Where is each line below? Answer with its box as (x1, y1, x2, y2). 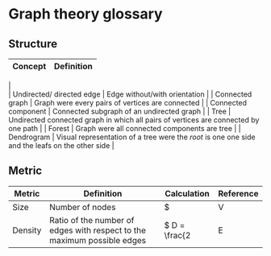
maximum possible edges (49, 234, 147, 246)
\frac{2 (164, 229, 191, 241)
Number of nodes (49, 201, 116, 213)
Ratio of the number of (49, 214, 135, 225)
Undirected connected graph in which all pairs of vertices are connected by (8, 115, 260, 125)
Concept (12, 61, 47, 72)
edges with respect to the (49, 225, 147, 236)
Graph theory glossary (8, 5, 163, 23)
